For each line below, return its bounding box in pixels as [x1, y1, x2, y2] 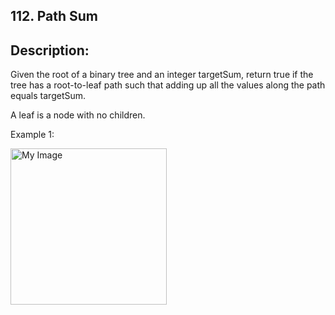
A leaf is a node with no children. [10, 109, 146, 121]
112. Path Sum [10, 8, 98, 25]
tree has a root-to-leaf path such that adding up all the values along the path [10, 79, 326, 91]
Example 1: [10, 129, 55, 141]
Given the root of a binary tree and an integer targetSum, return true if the [10, 69, 314, 81]
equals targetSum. [10, 90, 87, 102]
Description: [10, 42, 90, 59]
